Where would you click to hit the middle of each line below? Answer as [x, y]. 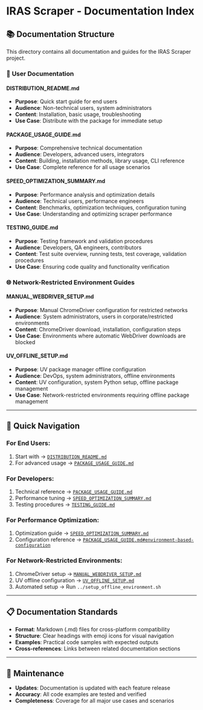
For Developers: [30, 478]
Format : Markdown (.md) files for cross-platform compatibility [92, 630]
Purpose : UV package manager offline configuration [80, 369]
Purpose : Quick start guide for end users [66, 101]
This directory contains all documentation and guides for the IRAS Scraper [99, 52]
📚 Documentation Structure [60, 34]
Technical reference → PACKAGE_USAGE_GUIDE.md [74, 492]
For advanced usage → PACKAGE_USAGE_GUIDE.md [74, 462]
